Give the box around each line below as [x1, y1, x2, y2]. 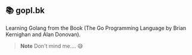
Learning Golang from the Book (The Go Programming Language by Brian [5, 24, 187, 32]
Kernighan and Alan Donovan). [5, 30, 81, 38]
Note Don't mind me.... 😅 [20, 42, 83, 50]
